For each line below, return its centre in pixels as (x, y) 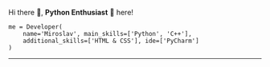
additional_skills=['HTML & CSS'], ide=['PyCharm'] (111, 41)
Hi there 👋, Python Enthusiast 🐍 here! (71, 12)
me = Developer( (35, 27)
